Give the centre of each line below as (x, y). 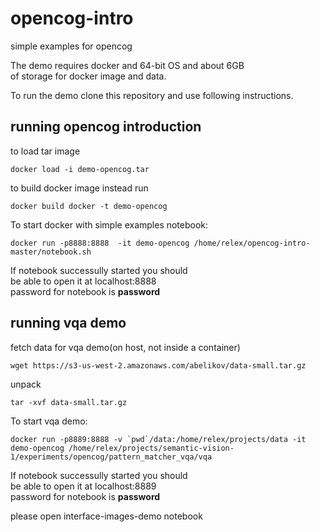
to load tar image (45, 151)
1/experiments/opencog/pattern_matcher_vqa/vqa (111, 457)
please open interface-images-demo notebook (106, 516)
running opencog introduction (106, 127)
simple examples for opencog (71, 46)
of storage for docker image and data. (88, 76)
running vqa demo (68, 323)
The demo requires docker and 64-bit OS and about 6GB (127, 65)
